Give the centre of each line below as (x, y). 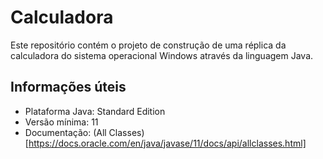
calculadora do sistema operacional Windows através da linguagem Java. (162, 55)
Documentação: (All (65, 132)
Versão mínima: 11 (61, 122)
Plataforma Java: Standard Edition (95, 111)
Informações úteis (68, 87)
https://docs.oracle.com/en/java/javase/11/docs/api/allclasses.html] (167, 143)
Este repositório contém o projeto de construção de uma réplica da (148, 45)
